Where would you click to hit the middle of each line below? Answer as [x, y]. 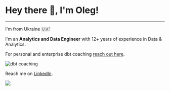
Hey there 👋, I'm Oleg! [52, 10]
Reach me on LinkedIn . [29, 73]
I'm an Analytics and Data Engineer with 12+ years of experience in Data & [83, 39]
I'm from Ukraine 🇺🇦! [28, 29]
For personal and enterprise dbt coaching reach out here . [65, 54]
